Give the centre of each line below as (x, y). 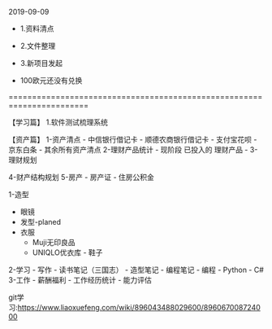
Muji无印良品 (54, 242)
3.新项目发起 (41, 63)
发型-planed (41, 222)
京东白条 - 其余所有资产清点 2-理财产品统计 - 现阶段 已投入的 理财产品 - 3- (133, 149)
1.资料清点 (37, 29)
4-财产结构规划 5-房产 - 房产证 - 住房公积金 (81, 177)
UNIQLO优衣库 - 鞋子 (67, 252)
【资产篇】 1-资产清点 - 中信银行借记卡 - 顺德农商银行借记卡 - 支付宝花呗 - (133, 139)
